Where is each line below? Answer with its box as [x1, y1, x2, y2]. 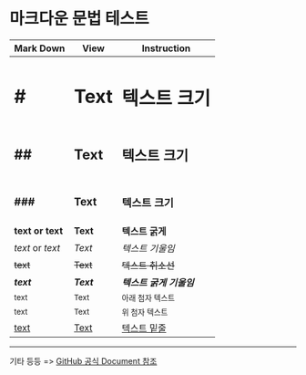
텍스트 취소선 [121, 259, 175, 272]
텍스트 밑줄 [121, 321, 167, 334]
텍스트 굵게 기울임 [121, 276, 194, 288]
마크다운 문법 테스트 [9, 8, 150, 29]
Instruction [141, 42, 191, 55]
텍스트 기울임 [121, 242, 175, 255]
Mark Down [14, 42, 66, 55]
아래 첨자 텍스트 [121, 293, 176, 303]
